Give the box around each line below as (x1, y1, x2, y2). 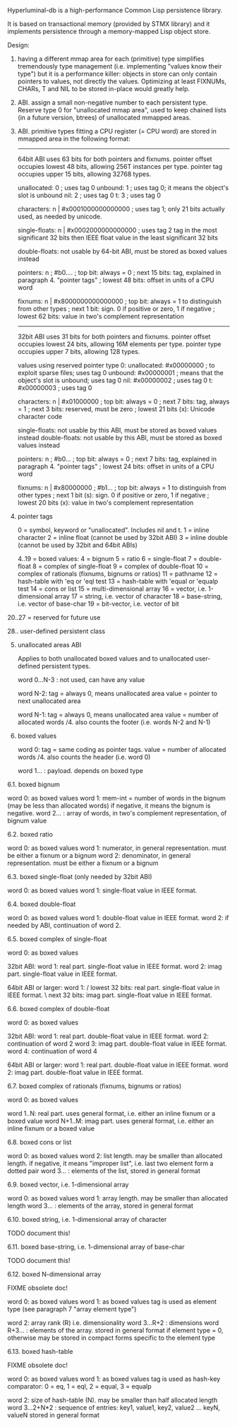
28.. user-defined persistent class (7, 627, 106, 635)
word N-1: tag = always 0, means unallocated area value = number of (17, 710, 219, 719)
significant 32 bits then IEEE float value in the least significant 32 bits (17, 233, 219, 242)
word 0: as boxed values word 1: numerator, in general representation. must (7, 844, 227, 852)
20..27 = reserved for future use (7, 613, 101, 621)
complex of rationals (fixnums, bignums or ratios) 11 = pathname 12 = (17, 570, 219, 578)
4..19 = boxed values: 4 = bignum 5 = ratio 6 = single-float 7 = (17, 555, 197, 562)
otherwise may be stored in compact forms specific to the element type (7, 1333, 216, 1342)
